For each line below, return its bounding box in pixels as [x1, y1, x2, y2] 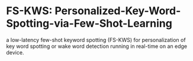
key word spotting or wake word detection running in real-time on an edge [6, 43, 188, 50]
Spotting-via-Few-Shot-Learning [6, 17, 173, 30]
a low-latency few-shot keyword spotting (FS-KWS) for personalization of [6, 36, 186, 43]
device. [6, 49, 24, 56]
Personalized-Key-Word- [54, 4, 181, 18]
